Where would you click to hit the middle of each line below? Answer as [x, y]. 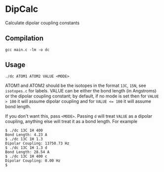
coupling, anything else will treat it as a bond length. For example [71, 121]
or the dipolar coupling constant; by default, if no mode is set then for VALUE [82, 96]
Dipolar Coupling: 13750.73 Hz [37, 143]
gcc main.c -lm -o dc [27, 50]
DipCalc [22, 9]
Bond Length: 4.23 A [26, 134]
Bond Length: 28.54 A [27, 152]
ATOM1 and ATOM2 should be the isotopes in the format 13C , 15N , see [76, 86]
